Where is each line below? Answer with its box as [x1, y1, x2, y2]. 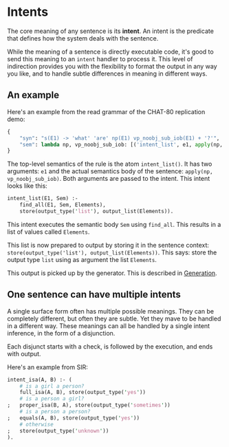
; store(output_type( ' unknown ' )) [7, 427, 109, 434]
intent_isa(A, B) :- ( [7, 376, 72, 383]
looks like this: [7, 182, 48, 190]
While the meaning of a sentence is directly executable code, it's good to [7, 47, 215, 56]
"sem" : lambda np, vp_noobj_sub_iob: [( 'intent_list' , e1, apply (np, [19, 141, 223, 148]
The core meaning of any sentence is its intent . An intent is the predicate [7, 27, 215, 35]
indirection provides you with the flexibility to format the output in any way [7, 62, 218, 70]
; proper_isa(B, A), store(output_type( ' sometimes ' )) [7, 402, 171, 409]
